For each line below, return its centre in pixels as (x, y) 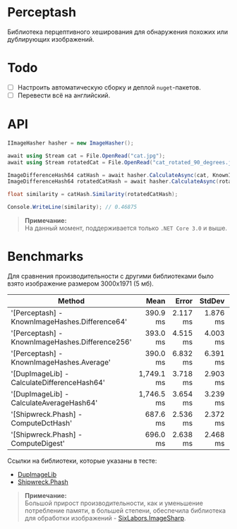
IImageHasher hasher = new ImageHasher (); (71, 143)
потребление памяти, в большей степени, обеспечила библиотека (125, 511)
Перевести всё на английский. (64, 95)
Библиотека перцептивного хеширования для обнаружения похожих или (117, 32)
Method (71, 301)
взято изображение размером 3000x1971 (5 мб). (80, 284)
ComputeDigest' (38, 443)
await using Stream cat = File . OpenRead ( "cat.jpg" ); (86, 156)
